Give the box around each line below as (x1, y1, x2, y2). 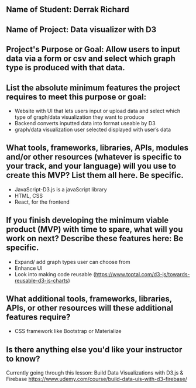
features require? (6, 313, 71, 322)
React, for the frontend (14, 198, 70, 205)
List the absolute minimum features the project (6, 83, 180, 92)
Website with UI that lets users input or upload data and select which (14, 107, 181, 114)
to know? (6, 353, 40, 363)
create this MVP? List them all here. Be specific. (6, 170, 184, 180)
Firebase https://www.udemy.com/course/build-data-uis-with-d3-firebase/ (6, 376, 187, 383)
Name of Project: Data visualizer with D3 (6, 25, 157, 35)
